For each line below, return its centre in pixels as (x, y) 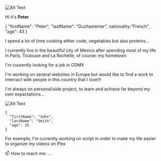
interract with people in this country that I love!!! (53, 80)
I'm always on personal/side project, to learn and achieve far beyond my (78, 89)
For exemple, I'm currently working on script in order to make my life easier (80, 138)
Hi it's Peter (17, 17)
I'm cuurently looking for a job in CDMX (45, 65)
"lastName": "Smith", (31, 121)
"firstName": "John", (31, 117)
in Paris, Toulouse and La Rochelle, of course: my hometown (66, 55)
